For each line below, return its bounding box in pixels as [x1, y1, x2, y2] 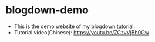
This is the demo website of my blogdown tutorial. [14, 23, 136, 30]
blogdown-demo [5, 3, 89, 17]
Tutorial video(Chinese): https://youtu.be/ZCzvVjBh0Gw [14, 29, 150, 36]
